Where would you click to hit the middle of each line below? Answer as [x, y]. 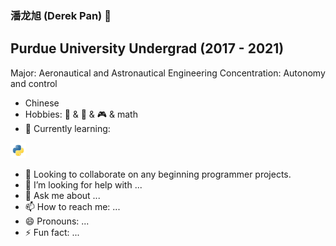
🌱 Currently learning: [67, 128]
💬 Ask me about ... [62, 195]
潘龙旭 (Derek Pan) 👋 [61, 15]
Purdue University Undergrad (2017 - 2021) [147, 48]
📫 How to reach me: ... [72, 206]
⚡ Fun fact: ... [52, 232]
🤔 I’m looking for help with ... [83, 184]
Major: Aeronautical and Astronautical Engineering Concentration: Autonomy [168, 73]
